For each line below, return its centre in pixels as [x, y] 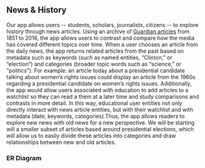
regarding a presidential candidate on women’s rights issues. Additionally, [99, 83]
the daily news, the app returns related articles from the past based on [95, 51]
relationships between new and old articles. [61, 142]
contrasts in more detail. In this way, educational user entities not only [94, 103]
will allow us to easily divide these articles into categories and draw [91, 136]
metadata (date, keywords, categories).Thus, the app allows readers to [95, 116]
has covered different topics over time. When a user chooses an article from [102, 44]
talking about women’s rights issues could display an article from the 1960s [101, 77]
